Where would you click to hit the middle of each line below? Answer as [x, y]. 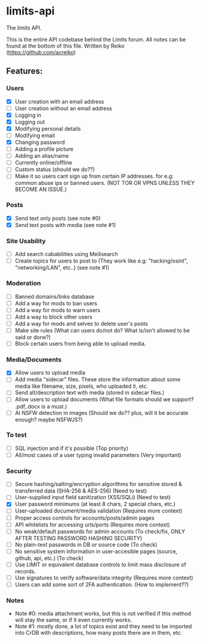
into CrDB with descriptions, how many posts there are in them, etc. [98, 633]
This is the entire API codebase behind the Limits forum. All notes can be [96, 39]
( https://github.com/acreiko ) [41, 52]
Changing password [40, 142]
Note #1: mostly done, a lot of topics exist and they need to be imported [103, 626]
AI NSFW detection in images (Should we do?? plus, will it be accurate [101, 413]
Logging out [30, 122]
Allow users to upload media [50, 373]
